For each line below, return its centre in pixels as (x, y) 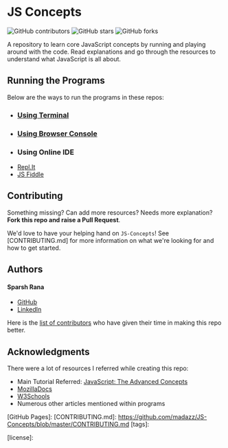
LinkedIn (29, 310)
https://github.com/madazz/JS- (162, 417)
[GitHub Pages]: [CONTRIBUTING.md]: (62, 417)
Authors (25, 269)
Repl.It (26, 167)
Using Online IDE (45, 152)
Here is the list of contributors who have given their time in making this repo (114, 323)
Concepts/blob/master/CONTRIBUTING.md (68, 425)
